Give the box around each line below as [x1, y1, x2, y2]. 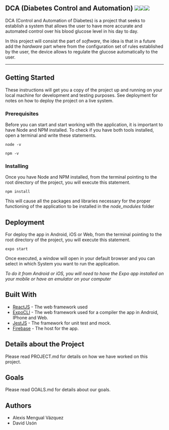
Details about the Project [5, 340, 84, 349]
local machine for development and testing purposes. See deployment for [5, 92, 158, 98]
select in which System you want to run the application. [5, 261, 120, 267]
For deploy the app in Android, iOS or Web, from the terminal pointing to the [5, 232, 162, 238]
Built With [5, 290, 37, 299]
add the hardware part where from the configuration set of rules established [5, 43, 163, 49]
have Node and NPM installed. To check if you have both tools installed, [5, 127, 154, 133]
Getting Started [5, 73, 55, 82]
